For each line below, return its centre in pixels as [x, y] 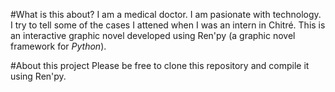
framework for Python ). [58, 46]
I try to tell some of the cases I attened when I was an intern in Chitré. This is [168, 25]
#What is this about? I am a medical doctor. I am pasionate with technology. [166, 14]
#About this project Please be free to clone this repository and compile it [160, 65]
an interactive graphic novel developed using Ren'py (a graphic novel [153, 35]
